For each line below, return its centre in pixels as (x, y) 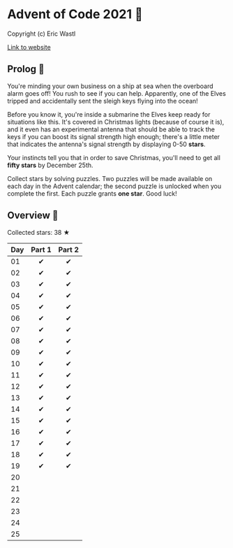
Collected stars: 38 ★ (39, 232)
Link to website (29, 47)
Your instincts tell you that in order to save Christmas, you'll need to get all (114, 157)
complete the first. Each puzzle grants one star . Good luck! (92, 193)
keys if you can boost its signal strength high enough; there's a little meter (114, 136)
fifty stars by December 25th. (50, 165)
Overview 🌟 (33, 216)
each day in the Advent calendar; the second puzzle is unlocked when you (114, 186)
